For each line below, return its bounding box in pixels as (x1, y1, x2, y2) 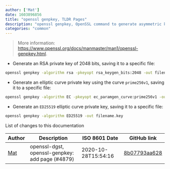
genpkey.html (17, 51, 47, 57)
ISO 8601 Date (82, 134, 118, 141)
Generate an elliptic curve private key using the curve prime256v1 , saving (12, 79, 164, 85)
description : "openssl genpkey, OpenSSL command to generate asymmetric (5, 21, 162, 27)
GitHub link (129, 134, 157, 141)
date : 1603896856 (5, 12, 42, 17)
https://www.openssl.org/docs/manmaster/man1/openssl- (17, 45, 138, 51)
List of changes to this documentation (5, 122, 84, 129)
